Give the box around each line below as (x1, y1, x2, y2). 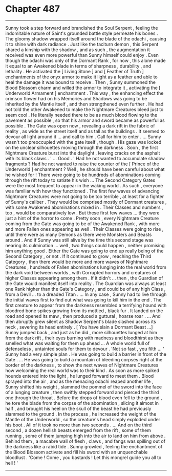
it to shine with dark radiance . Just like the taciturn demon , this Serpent (5, 41, 159, 47)
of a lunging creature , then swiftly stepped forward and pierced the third (5, 389, 159, 395)
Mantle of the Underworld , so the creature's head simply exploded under (5, 416, 160, 422)
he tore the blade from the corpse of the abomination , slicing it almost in (5, 400, 159, 406)
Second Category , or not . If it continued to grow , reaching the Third (5, 253, 152, 259)
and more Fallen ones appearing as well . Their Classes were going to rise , (5, 226, 164, 232)
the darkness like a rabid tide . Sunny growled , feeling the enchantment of (5, 443, 163, 449)
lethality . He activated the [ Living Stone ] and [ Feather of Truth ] (5, 68, 144, 74)
